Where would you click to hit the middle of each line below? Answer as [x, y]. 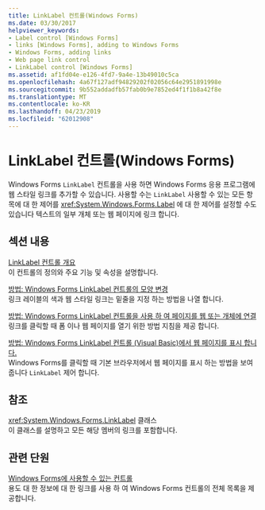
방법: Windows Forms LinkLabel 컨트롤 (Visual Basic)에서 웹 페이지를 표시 [125, 342]
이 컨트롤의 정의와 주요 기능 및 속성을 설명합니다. [83, 272]
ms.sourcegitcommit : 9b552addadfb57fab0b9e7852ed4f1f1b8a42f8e [115, 89]
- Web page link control [49, 60]
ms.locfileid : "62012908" [51, 119]
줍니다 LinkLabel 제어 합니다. [54, 372]
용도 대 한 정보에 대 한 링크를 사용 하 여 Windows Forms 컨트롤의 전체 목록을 [127, 489]
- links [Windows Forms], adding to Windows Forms [94, 45]
